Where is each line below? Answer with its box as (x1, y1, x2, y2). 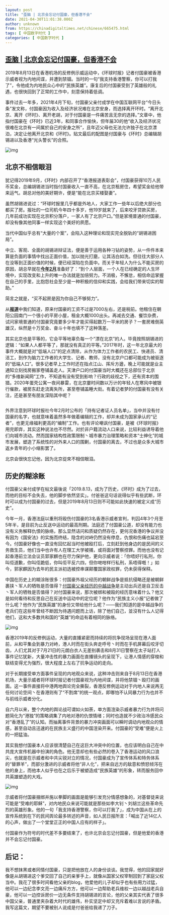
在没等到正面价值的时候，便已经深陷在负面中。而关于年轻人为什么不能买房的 (5, 260, 164, 266)
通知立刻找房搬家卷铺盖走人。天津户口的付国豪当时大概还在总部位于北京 (5, 367, 155, 373)
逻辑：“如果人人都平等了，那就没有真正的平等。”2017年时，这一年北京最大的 (5, 342, 162, 348)
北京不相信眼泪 (5, 163, 52, 172)
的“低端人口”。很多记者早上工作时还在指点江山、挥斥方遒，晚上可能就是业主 (5, 361, 163, 367)
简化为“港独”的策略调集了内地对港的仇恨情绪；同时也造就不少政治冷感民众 (9, 713, 163, 719)
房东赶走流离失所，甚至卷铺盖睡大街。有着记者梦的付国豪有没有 (27, 386, 159, 392)
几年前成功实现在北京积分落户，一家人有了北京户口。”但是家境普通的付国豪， (5, 213, 164, 219)
